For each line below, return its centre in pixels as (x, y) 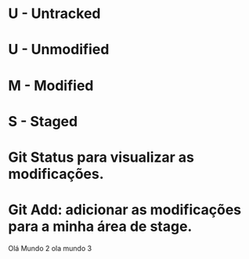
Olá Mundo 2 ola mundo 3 (50, 248)
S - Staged (43, 121)
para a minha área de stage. (100, 226)
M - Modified (51, 85)
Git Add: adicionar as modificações (125, 210)
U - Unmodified (59, 50)
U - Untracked (54, 14)
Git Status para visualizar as (101, 157)
